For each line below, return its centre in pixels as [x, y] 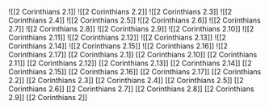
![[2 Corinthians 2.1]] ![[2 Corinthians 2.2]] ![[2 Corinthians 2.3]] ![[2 [120, 12]
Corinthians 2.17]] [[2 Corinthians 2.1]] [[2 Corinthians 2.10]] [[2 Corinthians [133, 55]
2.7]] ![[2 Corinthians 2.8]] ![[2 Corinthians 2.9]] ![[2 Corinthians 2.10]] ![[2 [131, 29]
